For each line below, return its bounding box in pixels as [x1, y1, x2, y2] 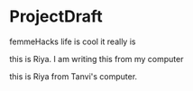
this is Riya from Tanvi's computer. [9, 70, 138, 82]
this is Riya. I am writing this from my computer [9, 53, 184, 64]
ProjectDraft [9, 6, 103, 27]
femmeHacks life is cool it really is [9, 36, 136, 47]
